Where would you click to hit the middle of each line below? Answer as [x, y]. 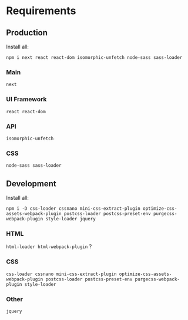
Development [31, 184]
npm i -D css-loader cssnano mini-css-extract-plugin [73, 209]
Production [27, 33]
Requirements [41, 11]
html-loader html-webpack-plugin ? [49, 246]
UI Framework [26, 100]
